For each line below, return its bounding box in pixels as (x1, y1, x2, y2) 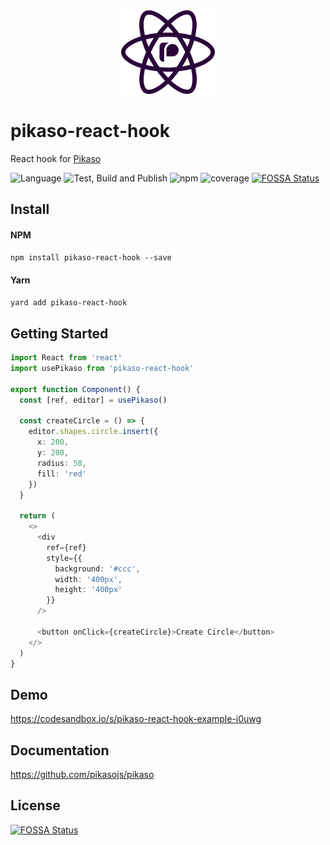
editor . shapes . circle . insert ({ (28, 427, 159, 437)
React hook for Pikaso (10, 152, 102, 164)
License (10, 797, 61, 814)
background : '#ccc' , (54, 564, 141, 574)
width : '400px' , (54, 574, 123, 584)
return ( (19, 511, 56, 521)
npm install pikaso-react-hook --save (10, 253, 172, 263)
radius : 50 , (36, 458, 87, 468)
